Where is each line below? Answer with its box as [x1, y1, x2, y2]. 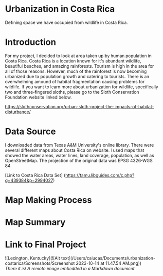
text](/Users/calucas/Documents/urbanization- [61, 255, 156, 261]
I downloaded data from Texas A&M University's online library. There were [5, 142, 154, 148]
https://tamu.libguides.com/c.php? [65, 172, 135, 178]
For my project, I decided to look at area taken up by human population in [5, 53, 152, 59]
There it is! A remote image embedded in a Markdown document [5, 266, 135, 272]
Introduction [5, 37, 56, 48]
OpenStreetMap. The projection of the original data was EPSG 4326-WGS [5, 158, 153, 163]
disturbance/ [5, 109, 31, 115]
